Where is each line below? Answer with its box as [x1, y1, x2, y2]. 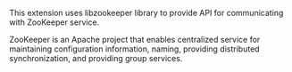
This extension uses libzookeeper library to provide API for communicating [9, 8, 284, 18]
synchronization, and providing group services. [9, 53, 183, 63]
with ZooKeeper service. [9, 17, 100, 28]
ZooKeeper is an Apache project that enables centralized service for [9, 35, 261, 44]
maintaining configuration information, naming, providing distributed [9, 44, 261, 54]
